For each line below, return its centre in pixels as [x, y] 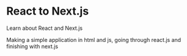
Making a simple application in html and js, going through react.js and [94, 40]
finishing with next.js [32, 46]
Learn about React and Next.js [45, 28]
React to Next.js [48, 11]
